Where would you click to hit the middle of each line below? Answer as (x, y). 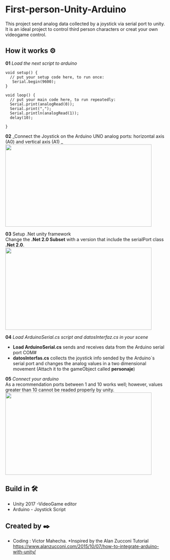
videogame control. (26, 34)
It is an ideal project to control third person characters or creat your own (82, 29)
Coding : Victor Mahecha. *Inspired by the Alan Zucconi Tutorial (81, 541)
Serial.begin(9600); (34, 82)
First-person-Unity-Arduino (66, 10)
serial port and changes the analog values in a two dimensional (79, 363)
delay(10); (22, 118)
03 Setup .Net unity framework (38, 234)
